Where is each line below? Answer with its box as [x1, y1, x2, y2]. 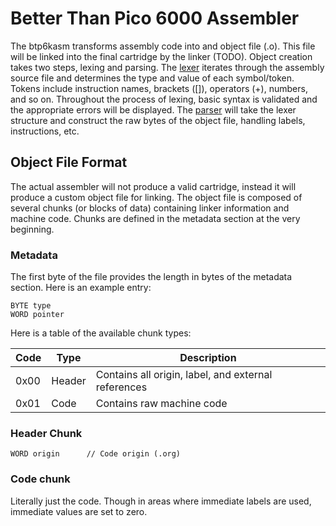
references [95, 380, 148, 394]
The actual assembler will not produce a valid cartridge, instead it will [10, 180, 297, 192]
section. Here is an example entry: [10, 282, 152, 294]
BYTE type [10, 301, 52, 311]
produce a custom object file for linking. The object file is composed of [10, 191, 303, 203]
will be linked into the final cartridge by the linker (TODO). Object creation [10, 50, 313, 62]
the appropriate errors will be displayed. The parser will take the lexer [10, 103, 297, 116]
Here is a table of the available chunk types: [10, 327, 192, 339]
